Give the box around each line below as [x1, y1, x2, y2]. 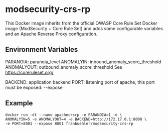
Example [5, 99, 33, 107]
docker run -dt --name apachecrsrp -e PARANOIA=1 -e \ [5, 112, 122, 117]
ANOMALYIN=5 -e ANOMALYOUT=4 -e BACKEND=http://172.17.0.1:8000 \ [5, 116, 147, 121]
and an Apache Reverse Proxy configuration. [5, 31, 98, 37]
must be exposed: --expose [5, 84, 63, 90]
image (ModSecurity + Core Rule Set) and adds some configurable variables [5, 25, 163, 31]
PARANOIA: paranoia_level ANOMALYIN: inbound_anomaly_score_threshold [5, 59, 161, 65]
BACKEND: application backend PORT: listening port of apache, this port [5, 79, 155, 85]
